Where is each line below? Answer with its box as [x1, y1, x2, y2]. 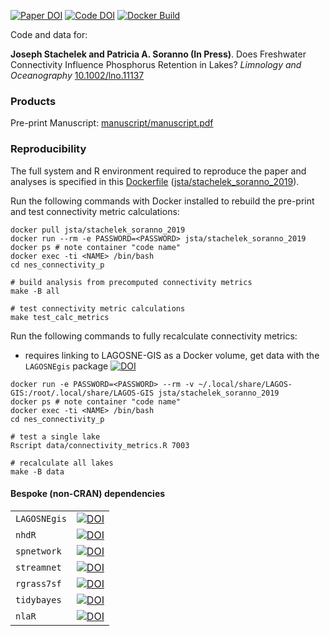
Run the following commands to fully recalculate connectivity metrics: [10, 330, 298, 342]
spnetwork [15, 545, 62, 557]
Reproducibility [10, 142, 87, 156]
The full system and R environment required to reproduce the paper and [10, 165, 307, 177]
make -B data [10, 466, 65, 477]
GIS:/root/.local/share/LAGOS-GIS [10, 388, 155, 398]
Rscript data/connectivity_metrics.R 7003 [10, 440, 190, 450]
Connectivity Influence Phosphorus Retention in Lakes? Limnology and [10, 59, 302, 70]
